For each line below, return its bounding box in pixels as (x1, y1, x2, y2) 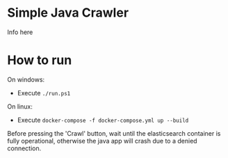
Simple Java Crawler (7, 5, 129, 21)
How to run (7, 52, 72, 68)
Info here (7, 28, 33, 36)
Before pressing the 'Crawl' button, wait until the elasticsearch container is (7, 129, 221, 137)
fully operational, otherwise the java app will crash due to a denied (7, 136, 197, 145)
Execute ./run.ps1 (17, 88, 71, 97)
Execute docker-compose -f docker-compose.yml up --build (17, 116, 189, 124)
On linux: (7, 102, 33, 111)
